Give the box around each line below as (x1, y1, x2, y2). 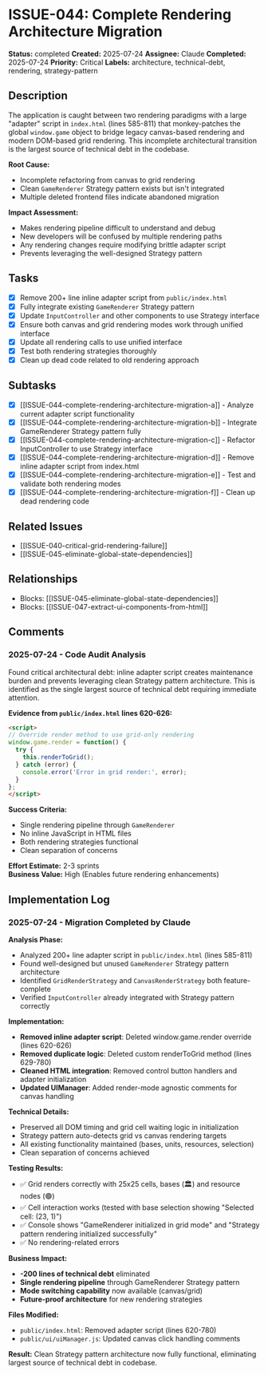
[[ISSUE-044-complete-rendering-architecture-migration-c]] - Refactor (19, 435, 255, 445)
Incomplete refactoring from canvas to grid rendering (19, 175, 195, 184)
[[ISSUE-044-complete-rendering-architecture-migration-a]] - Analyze (19, 400, 254, 409)
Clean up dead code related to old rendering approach (19, 355, 199, 365)
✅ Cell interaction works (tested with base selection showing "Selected (19, 1203, 254, 1212)
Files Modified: (8, 1310, 59, 1319)
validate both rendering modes (19, 479, 121, 488)
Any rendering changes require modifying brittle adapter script (19, 239, 227, 249)
